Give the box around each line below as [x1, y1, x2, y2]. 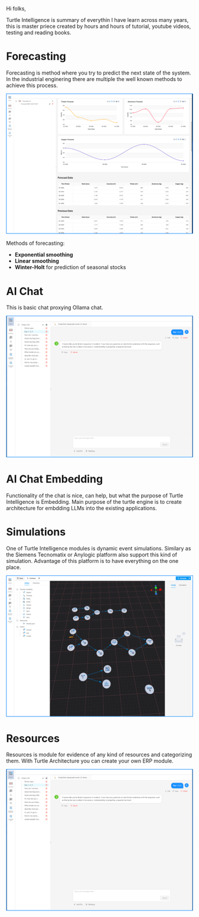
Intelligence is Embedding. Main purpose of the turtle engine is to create [6, 498, 182, 505]
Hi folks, [6, 5, 27, 12]
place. [6, 563, 22, 571]
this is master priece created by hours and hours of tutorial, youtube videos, [6, 23, 191, 30]
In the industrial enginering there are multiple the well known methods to [6, 75, 182, 82]
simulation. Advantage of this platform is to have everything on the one [6, 557, 179, 564]
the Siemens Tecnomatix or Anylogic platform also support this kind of [6, 551, 178, 558]
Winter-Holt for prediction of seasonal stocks [14, 264, 126, 271]
